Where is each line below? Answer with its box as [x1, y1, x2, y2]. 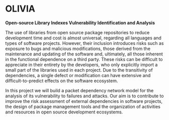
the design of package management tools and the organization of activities [5, 103, 161, 109]
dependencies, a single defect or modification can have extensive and [5, 72, 151, 78]
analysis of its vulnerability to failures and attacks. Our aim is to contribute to [5, 93, 164, 99]
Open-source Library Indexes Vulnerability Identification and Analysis [5, 20, 155, 26]
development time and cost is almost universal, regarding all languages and [5, 35, 162, 41]
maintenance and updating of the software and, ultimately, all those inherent [5, 51, 163, 57]
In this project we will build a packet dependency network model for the [5, 87, 154, 93]
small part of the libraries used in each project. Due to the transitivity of [5, 67, 153, 73]
